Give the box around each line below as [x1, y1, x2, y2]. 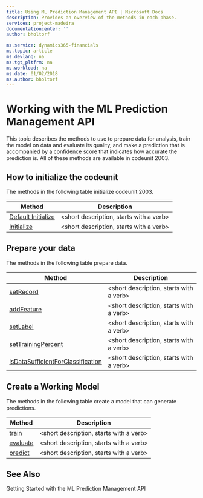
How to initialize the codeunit [6, 172, 118, 182]
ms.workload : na [6, 65, 47, 71]
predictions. [6, 404, 36, 411]
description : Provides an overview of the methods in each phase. [6, 15, 177, 21]
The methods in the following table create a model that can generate [6, 397, 177, 405]
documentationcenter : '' [6, 25, 69, 32]
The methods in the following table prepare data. [6, 259, 128, 267]
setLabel [9, 322, 34, 331]
